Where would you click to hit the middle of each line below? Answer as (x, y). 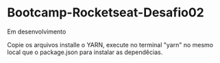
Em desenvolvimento (37, 32)
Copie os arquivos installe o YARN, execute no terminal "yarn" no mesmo (110, 45)
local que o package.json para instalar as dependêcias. (85, 52)
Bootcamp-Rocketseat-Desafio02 (106, 13)
